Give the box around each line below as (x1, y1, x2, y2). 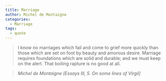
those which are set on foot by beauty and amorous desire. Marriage (17, 50, 161, 56)
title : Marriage (5, 7, 39, 13)
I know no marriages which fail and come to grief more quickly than (17, 45, 158, 50)
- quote (10, 31, 26, 36)
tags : (5, 26, 17, 31)
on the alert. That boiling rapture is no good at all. (17, 61, 121, 66)
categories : (5, 17, 30, 22)
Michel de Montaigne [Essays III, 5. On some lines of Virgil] (17, 70, 141, 76)
